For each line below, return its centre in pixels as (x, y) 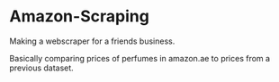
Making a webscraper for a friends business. (92, 41)
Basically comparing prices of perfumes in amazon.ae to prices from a (140, 58)
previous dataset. (41, 68)
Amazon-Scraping (80, 16)
